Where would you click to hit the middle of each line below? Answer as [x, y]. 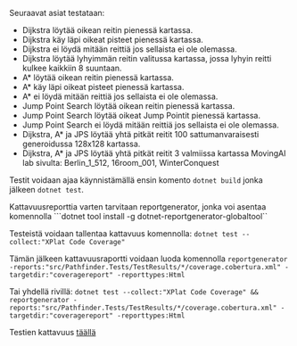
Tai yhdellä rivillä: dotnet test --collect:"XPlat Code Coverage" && [134, 292]
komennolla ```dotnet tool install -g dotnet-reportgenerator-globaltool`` [138, 216]
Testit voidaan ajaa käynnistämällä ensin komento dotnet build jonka [136, 180]
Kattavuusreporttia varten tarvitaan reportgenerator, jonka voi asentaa [138, 207]
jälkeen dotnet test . [47, 189]
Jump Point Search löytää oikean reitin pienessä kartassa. [128, 106]
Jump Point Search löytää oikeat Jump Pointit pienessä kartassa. [141, 115]
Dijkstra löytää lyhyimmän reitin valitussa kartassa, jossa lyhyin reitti [147, 58]
